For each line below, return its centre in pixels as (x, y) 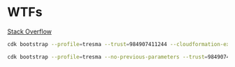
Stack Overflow (30, 31)
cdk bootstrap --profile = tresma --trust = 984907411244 (87, 44)
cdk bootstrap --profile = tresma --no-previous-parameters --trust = (108, 57)
